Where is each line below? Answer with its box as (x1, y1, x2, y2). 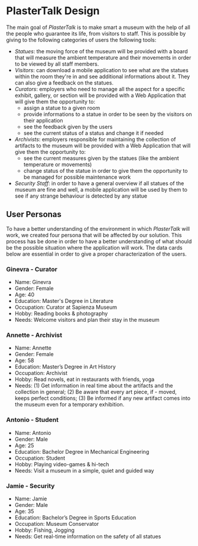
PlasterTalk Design (6, 4, 100, 18)
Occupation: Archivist (14, 370, 68, 377)
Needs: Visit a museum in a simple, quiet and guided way (14, 467, 154, 474)
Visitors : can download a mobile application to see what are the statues (14, 66, 189, 73)
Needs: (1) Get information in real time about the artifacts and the (14, 382, 173, 389)
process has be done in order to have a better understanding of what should (6, 238, 192, 245)
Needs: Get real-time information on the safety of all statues (14, 532, 161, 539)
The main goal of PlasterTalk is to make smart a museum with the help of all (6, 24, 190, 31)
